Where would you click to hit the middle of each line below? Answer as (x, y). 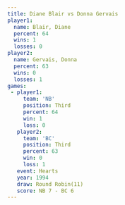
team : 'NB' (39, 99)
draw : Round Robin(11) (50, 184)
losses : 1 (28, 79)
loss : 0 (34, 125)
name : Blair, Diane (42, 27)
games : (17, 86)
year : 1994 (33, 178)
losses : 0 (28, 46)
